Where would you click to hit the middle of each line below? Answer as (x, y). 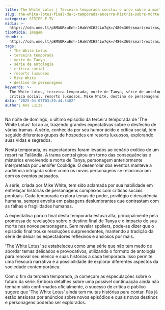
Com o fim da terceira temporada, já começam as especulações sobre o (78, 276)
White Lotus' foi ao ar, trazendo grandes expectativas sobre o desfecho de (81, 125)
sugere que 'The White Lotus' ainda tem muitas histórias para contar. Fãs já (82, 292)
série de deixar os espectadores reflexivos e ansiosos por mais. (69, 236)
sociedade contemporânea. (33, 267)
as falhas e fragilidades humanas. (39, 206)
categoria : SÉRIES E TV (29, 19)
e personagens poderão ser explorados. (46, 302)
